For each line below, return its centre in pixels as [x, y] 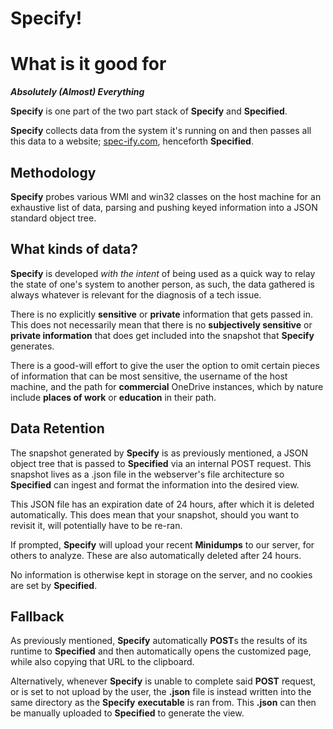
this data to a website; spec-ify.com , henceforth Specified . [132, 141]
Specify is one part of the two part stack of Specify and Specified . [149, 111]
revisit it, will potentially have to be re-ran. [96, 525]
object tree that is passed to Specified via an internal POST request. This [161, 463]
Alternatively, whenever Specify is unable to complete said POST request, [163, 681]
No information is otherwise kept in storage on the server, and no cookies [161, 574]
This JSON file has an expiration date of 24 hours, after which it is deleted [162, 504]
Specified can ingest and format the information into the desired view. [155, 484]
